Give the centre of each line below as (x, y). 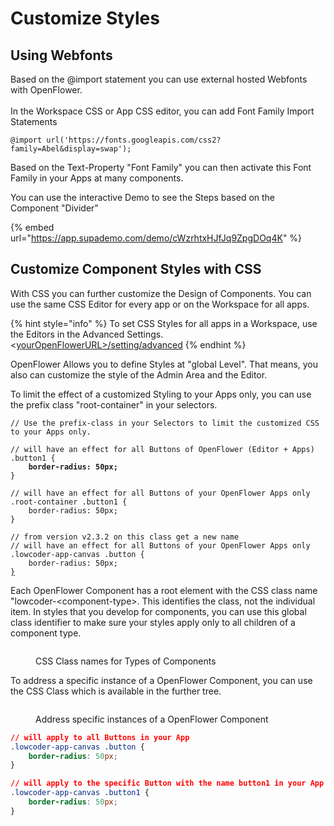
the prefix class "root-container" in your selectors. (114, 404)
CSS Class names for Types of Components (126, 661)
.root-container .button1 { (69, 502)
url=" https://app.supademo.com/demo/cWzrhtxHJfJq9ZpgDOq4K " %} (156, 238)
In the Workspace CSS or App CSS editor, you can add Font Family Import (162, 111)
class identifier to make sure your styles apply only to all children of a (153, 622)
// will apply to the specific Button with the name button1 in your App (167, 783)
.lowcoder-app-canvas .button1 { (80, 793)
